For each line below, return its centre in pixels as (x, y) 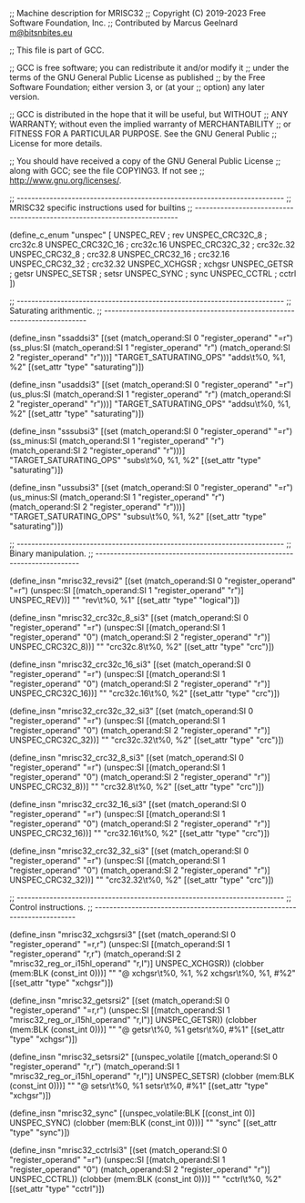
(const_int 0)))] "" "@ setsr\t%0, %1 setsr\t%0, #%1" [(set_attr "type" (139, 1086)
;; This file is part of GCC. (57, 50)
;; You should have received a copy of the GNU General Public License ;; (145, 161)
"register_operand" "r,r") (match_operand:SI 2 (96, 954)
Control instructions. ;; (51, 907)
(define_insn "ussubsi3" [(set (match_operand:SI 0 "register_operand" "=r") (151, 487)
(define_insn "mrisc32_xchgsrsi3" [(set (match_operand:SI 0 (123, 935)
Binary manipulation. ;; (51, 553)
